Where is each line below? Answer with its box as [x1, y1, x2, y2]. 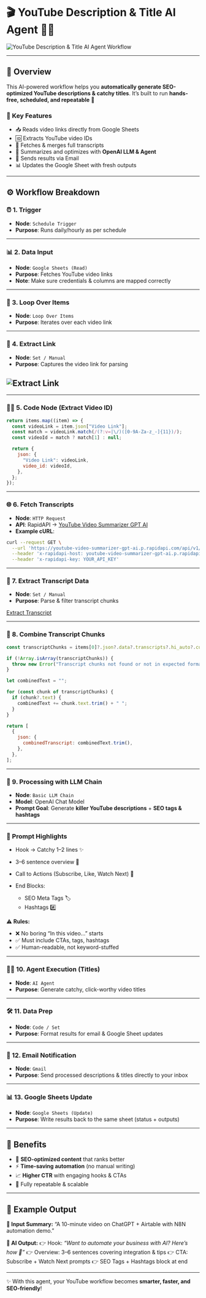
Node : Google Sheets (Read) [15, 264, 88, 272]
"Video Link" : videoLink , [22, 457, 89, 463]
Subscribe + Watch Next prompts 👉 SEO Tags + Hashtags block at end [6, 1258, 188, 1265]
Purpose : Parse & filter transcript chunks [15, 597, 119, 605]
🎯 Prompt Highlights [6, 832, 67, 840]
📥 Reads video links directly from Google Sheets [15, 126, 139, 133]
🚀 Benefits [6, 1139, 47, 1150]
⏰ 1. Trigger [6, 206, 42, 214]
